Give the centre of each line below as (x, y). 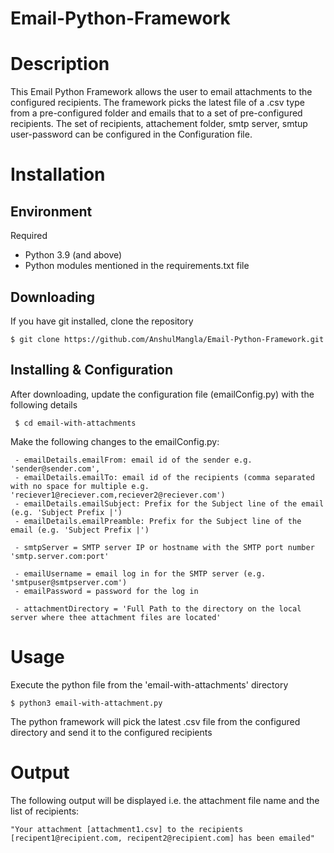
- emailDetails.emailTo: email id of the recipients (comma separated (164, 477)
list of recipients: (45, 811)
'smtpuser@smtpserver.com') (69, 582)
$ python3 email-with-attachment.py (86, 703)
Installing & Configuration (92, 370)
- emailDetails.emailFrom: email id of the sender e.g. (133, 460)
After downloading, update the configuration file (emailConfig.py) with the (162, 394)
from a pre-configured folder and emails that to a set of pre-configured (156, 113)
